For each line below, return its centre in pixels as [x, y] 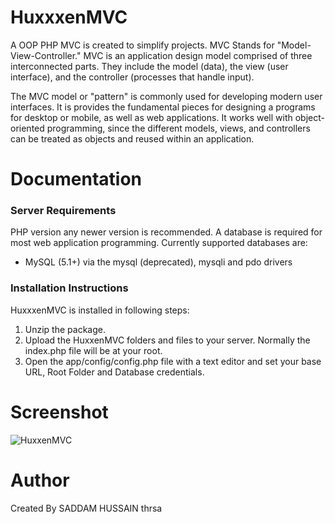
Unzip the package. [65, 329]
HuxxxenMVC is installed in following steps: [100, 310]
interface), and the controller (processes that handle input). [132, 77]
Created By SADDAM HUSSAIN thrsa [86, 508]
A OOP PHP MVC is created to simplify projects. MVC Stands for [142, 45]
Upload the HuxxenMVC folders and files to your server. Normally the [167, 340]
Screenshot [59, 412]
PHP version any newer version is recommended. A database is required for [166, 232]
